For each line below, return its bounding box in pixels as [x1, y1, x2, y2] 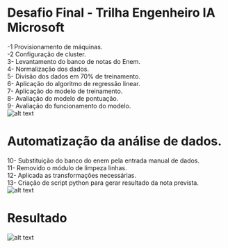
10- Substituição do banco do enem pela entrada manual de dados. [7, 156, 200, 165]
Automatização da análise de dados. [7, 133, 222, 149]
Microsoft [7, 19, 65, 35]
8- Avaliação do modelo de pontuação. [7, 94, 119, 102]
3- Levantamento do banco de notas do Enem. [7, 57, 141, 65]
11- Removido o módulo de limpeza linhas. [7, 163, 127, 172]
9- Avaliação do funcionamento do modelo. [7, 101, 131, 110]
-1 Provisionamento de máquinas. [7, 42, 103, 51]
